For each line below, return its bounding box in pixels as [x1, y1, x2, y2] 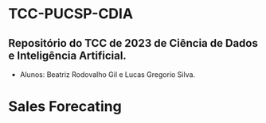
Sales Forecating [8, 98, 122, 116]
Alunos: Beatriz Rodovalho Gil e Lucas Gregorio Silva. [19, 70, 196, 79]
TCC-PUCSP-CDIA [8, 5, 134, 23]
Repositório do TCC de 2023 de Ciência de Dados [8, 37, 259, 50]
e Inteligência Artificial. [8, 48, 127, 62]
